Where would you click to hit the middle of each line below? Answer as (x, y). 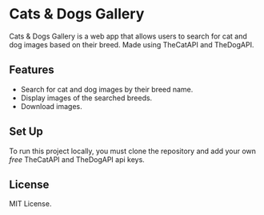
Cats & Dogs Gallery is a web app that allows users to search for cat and (128, 36)
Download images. (51, 106)
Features (32, 70)
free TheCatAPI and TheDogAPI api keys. (77, 159)
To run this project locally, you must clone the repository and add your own (133, 151)
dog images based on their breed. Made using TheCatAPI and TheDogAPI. (132, 44)
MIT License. (30, 204)
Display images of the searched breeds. (86, 98)
